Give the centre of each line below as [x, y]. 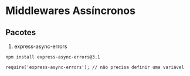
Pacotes [21, 32]
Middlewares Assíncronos [71, 11]
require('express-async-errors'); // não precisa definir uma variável [95, 67]
